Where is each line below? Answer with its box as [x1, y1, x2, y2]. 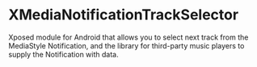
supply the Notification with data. [8, 49, 119, 59]
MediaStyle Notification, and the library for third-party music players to [8, 40, 245, 50]
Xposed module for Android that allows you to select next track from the [8, 32, 249, 42]
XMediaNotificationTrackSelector [8, 6, 239, 24]
